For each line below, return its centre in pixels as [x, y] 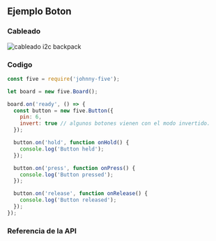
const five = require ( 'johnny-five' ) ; [63, 79]
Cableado [24, 31]
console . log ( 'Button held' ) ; [62, 149]
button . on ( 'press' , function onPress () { [75, 168]
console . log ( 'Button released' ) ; [68, 200]
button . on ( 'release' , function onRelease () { [81, 194]
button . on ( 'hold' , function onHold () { [71, 143]
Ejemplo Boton [39, 11]
